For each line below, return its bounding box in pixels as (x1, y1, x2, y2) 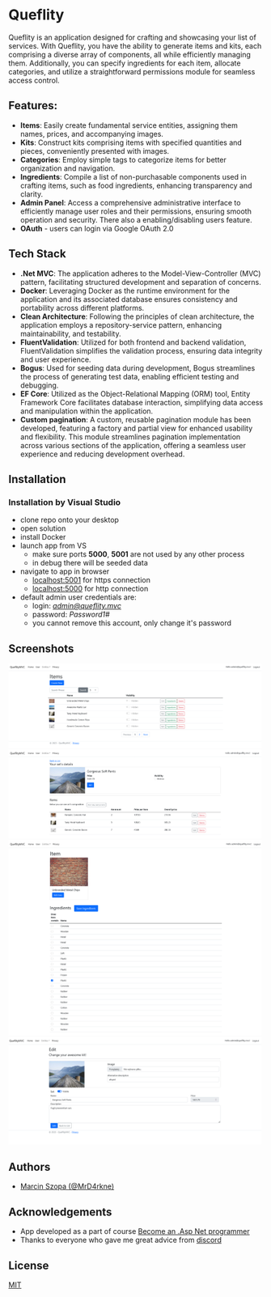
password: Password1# (32, 609, 111, 620)
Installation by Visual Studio (8, 496, 121, 507)
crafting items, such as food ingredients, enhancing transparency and (19, 180, 252, 190)
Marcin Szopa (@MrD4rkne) (19, 1181, 115, 1191)
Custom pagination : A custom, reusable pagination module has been (19, 414, 252, 424)
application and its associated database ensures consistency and (19, 294, 238, 304)
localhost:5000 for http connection (32, 584, 149, 594)
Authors (8, 1160, 51, 1174)
